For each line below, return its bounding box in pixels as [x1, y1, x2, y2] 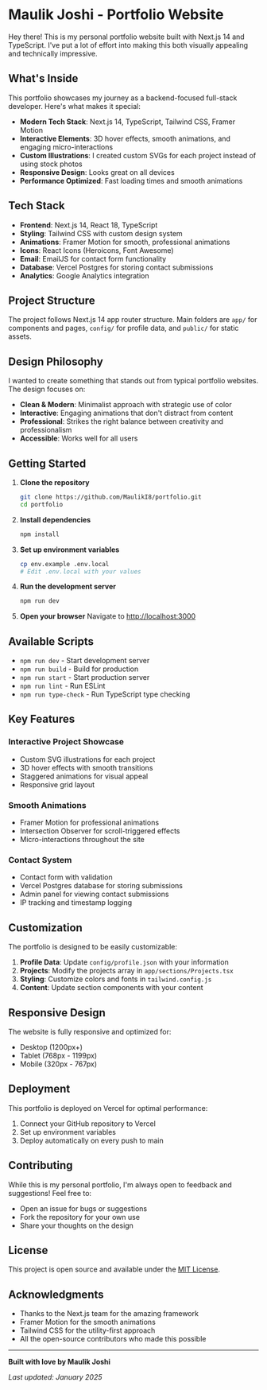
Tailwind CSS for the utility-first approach [19, 1326, 156, 1335]
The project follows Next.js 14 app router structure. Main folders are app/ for [8, 315, 257, 324]
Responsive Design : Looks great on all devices [19, 167, 175, 177]
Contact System [8, 854, 72, 865]
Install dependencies [19, 514, 91, 524]
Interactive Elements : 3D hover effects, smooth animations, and [19, 134, 230, 143]
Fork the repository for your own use [19, 1212, 141, 1221]
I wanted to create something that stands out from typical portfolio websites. [8, 376, 259, 386]
